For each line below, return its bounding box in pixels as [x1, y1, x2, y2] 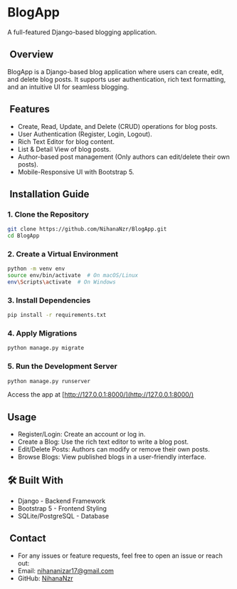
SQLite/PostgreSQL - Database [17, 512, 109, 521]
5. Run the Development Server [7, 361, 117, 371]
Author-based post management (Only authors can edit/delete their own [17, 152, 230, 161]
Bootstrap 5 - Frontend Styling [17, 504, 107, 513]
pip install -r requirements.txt [7, 311, 107, 319]
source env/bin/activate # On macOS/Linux [7, 272, 139, 279]
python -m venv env [7, 265, 65, 273]
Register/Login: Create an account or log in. [17, 430, 146, 439]
